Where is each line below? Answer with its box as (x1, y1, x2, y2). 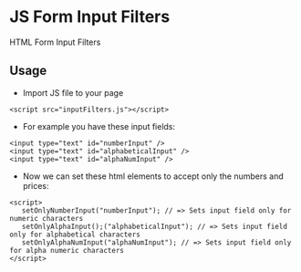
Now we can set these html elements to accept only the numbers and (22, 171, 285, 182)
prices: (22, 180, 49, 191)
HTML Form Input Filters (9, 37, 101, 47)
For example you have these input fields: (22, 120, 176, 131)
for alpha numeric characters (9, 246, 125, 255)
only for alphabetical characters (9, 230, 141, 239)
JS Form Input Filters (9, 6, 171, 27)
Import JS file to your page (22, 87, 124, 98)
